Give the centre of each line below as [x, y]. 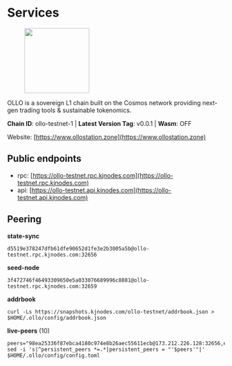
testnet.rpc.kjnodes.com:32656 [52, 255]
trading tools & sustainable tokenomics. [76, 110]
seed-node [23, 267]
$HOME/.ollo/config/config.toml [54, 355]
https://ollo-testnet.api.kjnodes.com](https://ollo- [101, 190]
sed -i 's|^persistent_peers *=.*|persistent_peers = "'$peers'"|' [106, 349]
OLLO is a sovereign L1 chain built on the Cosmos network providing [104, 102]
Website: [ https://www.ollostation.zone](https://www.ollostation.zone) [107, 137]
